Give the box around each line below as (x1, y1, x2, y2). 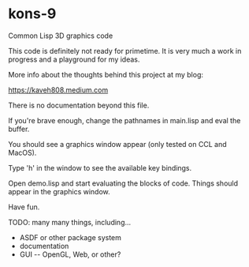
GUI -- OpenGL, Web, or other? (19, 250, 121, 259)
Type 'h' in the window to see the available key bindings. (8, 163, 192, 172)
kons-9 (8, 5, 57, 23)
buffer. (8, 124, 30, 133)
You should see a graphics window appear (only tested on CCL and (8, 139, 227, 149)
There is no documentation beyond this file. (8, 100, 150, 110)
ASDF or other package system (19, 232, 122, 242)
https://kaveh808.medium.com (8, 85, 109, 95)
